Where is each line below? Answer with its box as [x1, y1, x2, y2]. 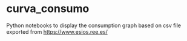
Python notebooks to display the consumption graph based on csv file [6, 22, 182, 29]
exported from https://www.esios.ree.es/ [6, 28, 108, 35]
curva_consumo [6, 2, 90, 16]
